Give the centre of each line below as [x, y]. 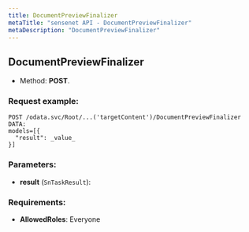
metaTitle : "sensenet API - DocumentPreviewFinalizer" [100, 23]
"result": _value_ [46, 138]
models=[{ [24, 131]
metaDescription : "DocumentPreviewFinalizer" [84, 30]
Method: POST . [45, 81]
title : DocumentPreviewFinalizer [63, 15]
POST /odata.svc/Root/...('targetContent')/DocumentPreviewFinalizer [125, 118]
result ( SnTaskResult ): [55, 182]
